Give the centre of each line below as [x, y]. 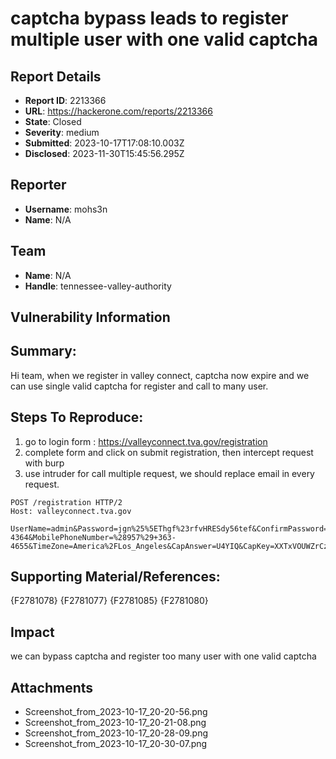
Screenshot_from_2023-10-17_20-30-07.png [116, 744]
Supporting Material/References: [115, 577]
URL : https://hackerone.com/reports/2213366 [118, 111]
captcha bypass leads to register [149, 18]
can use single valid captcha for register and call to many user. [139, 386]
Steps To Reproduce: [77, 417]
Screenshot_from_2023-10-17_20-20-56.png [116, 712]
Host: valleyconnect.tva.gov [71, 511]
